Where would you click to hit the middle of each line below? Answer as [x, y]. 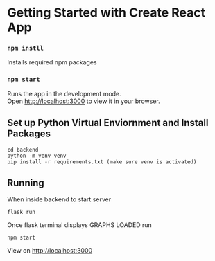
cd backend [23, 150]
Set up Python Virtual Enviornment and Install [108, 123]
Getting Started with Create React [106, 13]
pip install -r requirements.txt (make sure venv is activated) [102, 162]
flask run [21, 213]
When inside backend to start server [59, 199]
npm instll [25, 48]
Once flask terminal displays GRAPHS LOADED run [80, 225]
